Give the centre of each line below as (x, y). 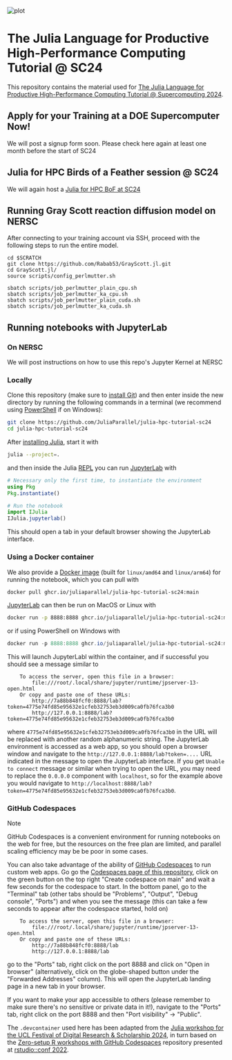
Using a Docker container (51, 557)
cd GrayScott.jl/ (32, 270)
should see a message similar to (53, 664)
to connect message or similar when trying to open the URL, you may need (114, 769)
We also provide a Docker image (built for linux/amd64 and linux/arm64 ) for (114, 572)
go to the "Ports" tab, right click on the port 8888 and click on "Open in (108, 964)
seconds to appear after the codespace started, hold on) (88, 909)
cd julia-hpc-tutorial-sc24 (48, 429)
